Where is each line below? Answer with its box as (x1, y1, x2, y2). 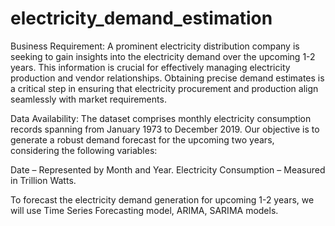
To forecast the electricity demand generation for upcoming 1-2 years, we (10, 193, 315, 206)
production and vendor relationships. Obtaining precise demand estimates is (10, 72, 325, 84)
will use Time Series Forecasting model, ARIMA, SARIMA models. (10, 204, 279, 216)
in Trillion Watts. (10, 174, 77, 186)
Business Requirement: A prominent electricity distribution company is (10, 40, 300, 52)
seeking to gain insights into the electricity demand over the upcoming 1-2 (10, 50, 316, 62)
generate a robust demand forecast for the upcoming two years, (10, 133, 275, 146)
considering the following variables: (10, 144, 158, 156)
